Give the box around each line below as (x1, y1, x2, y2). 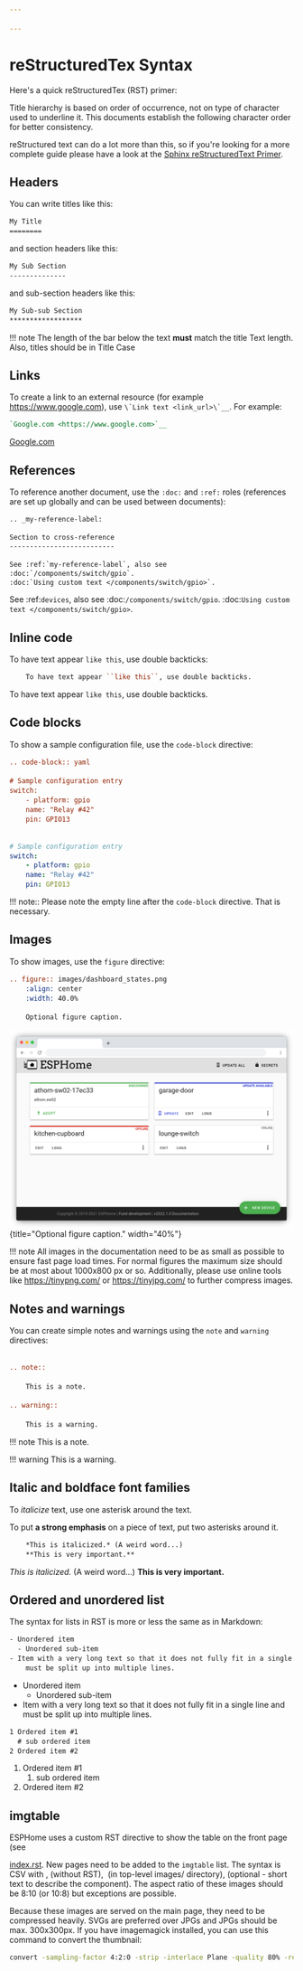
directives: (9, 1334, 49, 1345)
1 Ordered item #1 (9, 1727, 78, 1736)
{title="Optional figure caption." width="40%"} (9, 1229, 182, 1240)
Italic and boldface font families (9, 1480, 191, 1495)
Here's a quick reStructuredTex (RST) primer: (9, 84, 178, 95)
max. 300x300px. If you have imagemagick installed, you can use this (9, 1925, 269, 1936)
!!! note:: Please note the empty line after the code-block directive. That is (9, 896, 281, 907)
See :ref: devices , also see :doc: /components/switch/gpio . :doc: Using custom (9, 594, 290, 605)
